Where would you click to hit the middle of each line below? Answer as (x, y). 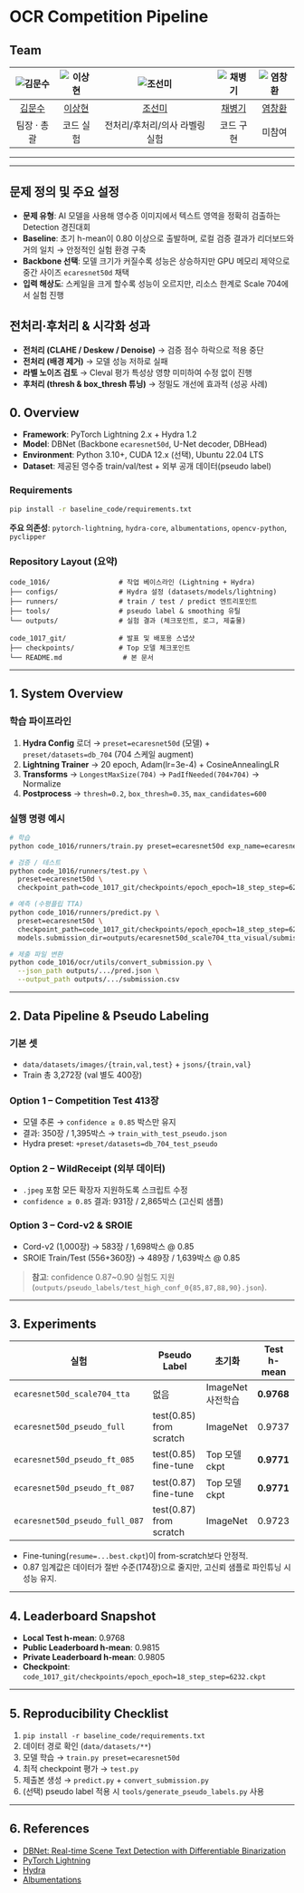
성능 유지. (39, 1579)
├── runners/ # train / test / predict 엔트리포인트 (133, 601)
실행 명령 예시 (38, 818)
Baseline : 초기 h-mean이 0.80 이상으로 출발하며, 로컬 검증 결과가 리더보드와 (158, 238)
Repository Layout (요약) (64, 561)
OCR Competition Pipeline (109, 17)
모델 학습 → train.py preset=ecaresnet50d (101, 1758)
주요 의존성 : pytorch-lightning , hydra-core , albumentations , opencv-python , (148, 527)
